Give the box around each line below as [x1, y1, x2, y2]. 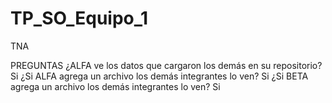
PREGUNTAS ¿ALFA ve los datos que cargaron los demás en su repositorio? [10, 59, 323, 71]
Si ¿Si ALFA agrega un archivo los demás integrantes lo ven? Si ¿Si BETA [10, 70, 309, 82]
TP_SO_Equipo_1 [10, 7, 149, 30]
